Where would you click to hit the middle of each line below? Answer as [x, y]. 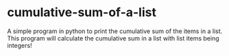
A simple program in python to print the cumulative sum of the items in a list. [115, 31]
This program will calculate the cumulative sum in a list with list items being [113, 38]
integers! [20, 45]
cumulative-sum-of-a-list [82, 12]
